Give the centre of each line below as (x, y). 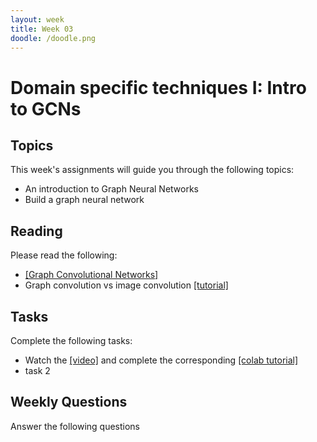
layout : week (37, 19)
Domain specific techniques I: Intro (158, 87)
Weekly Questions (69, 402)
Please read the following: (64, 255)
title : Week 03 (42, 29)
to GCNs (46, 108)
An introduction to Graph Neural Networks (112, 189)
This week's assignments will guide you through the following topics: (152, 170)
